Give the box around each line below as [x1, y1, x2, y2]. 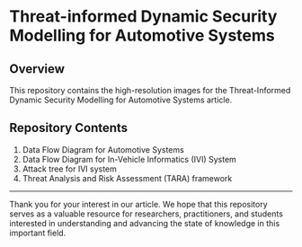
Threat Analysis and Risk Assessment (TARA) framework [22, 172, 233, 183]
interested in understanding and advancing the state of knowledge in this [9, 217, 280, 228]
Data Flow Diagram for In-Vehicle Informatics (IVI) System [22, 154, 236, 164]
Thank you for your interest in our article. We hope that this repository [9, 198, 268, 209]
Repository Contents [9, 120, 129, 136]
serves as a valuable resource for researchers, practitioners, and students [9, 208, 283, 219]
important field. [9, 227, 67, 238]
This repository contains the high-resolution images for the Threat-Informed [9, 85, 291, 95]
